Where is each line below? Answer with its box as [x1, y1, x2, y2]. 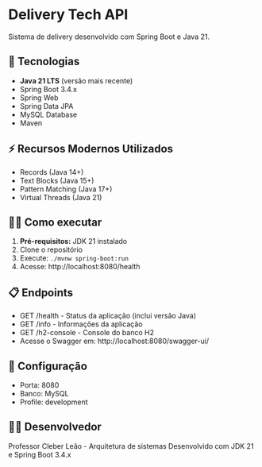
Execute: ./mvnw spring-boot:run [19, 253, 129, 263]
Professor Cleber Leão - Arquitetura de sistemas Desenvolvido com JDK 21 [8, 441, 254, 450]
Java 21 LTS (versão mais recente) [19, 75, 133, 85]
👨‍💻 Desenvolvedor [8, 420, 102, 434]
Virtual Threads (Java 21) [19, 192, 102, 202]
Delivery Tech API [8, 6, 129, 24]
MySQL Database [19, 110, 78, 119]
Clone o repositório [19, 245, 83, 255]
